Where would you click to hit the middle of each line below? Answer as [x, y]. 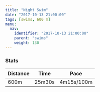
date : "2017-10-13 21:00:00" [36, 15]
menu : [11, 24]
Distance [19, 74]
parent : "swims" [31, 38]
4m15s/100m [76, 82]
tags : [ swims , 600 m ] [28, 19]
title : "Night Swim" [27, 10]
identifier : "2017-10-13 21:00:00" [52, 33]
